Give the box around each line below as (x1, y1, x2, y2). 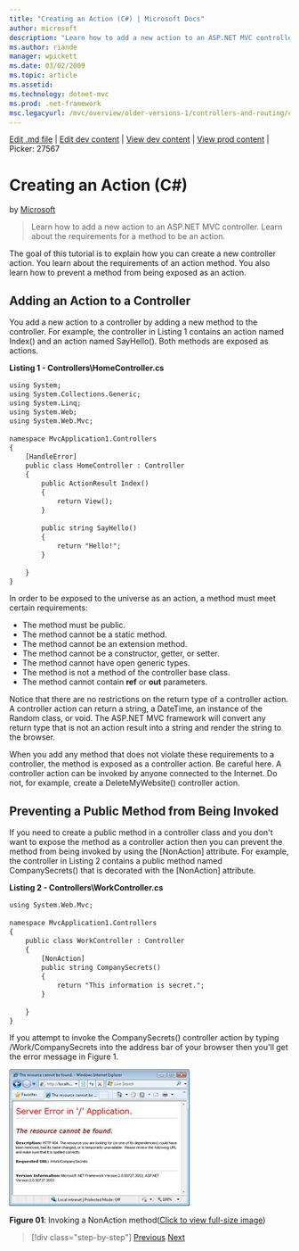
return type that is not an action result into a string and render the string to (9, 723, 282, 733)
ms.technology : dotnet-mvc (9, 89, 109, 98)
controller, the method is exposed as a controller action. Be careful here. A (9, 758, 282, 769)
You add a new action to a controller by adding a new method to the (9, 317, 258, 327)
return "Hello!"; (56, 542, 122, 551)
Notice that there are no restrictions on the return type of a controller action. (9, 694, 289, 705)
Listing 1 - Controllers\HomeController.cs (9, 362, 165, 374)
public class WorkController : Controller (25, 936, 185, 945)
